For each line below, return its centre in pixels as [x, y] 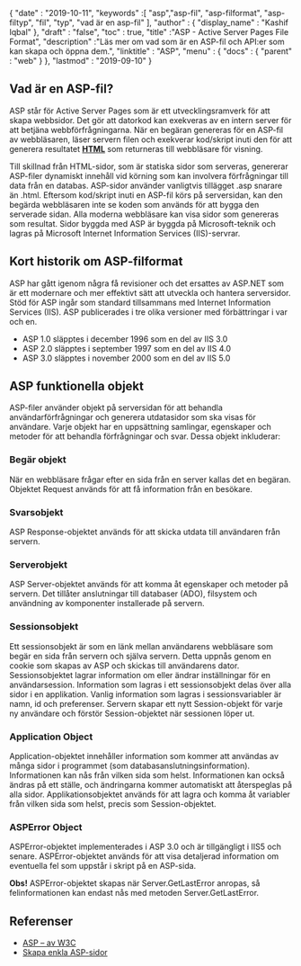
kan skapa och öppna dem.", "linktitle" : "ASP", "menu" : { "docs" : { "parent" [151, 51]
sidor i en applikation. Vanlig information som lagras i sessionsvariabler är [146, 694]
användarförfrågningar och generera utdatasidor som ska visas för [133, 417]
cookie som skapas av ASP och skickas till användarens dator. [124, 666]
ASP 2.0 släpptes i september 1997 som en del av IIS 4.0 [127, 348]
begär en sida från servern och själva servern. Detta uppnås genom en [140, 656]
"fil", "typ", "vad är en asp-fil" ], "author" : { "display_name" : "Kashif [162, 22]
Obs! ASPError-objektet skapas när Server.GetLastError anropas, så [135, 883]
